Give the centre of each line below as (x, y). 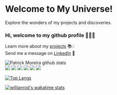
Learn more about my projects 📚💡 (40, 46)
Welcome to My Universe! (59, 9)
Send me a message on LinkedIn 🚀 (40, 53)
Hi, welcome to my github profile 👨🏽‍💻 (50, 35)
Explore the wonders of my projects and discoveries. (58, 23)
